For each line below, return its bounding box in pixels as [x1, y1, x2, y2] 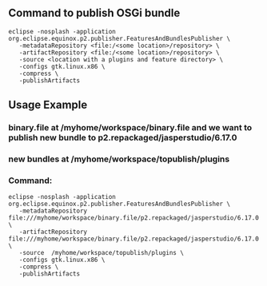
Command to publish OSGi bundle [8, 6, 181, 20]
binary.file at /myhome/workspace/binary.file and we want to [8, 122, 253, 133]
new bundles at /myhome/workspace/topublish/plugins [8, 153, 230, 165]
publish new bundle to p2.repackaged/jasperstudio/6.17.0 [8, 132, 237, 143]
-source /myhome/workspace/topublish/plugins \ [18, 249, 184, 257]
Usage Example [8, 98, 88, 112]
